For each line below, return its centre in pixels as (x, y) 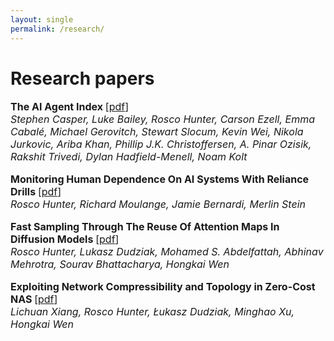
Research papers (82, 78)
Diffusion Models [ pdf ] (65, 239)
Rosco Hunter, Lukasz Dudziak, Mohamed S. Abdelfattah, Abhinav (167, 252)
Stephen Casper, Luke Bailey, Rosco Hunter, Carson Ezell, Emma (162, 119)
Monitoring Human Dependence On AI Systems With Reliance (160, 179)
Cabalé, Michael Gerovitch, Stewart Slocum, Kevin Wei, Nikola (157, 132)
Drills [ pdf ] (36, 192)
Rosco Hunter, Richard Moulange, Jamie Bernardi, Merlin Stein (158, 204)
